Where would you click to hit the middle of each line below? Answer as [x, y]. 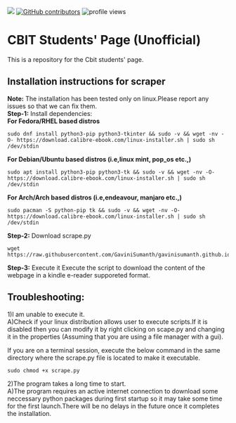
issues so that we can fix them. [52, 106]
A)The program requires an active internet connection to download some [113, 391]
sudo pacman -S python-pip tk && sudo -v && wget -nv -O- [94, 210]
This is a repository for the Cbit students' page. [76, 59]
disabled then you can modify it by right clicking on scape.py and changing [116, 329]
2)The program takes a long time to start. [67, 384]
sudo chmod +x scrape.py [44, 370]
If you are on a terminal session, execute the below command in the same [114, 350]
